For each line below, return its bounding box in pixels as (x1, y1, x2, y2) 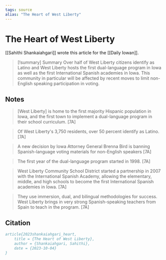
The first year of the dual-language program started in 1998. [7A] (17, 158, 151, 164)
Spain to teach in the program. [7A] (17, 204, 90, 210)
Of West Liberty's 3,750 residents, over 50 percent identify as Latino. (17, 129, 160, 134)
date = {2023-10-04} (14, 246, 57, 251)
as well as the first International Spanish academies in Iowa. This (17, 70, 151, 76)
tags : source (5, 7, 32, 12)
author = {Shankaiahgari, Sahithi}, (14, 241, 91, 246)
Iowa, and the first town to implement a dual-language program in (17, 114, 153, 120)
